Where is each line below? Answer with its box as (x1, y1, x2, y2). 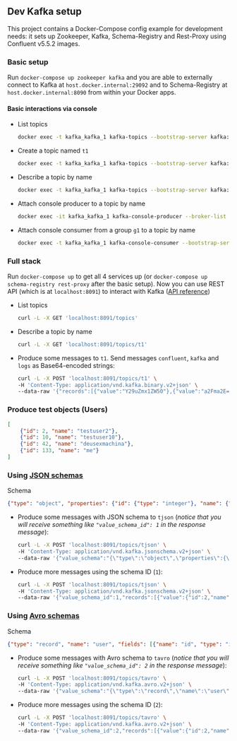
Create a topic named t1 (17, 146, 89, 155)
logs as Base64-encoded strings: (17, 361, 115, 369)
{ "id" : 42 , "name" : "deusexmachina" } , (20, 441, 134, 448)
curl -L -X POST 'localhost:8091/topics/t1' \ (17, 374, 157, 382)
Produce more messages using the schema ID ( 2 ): (17, 701, 163, 709)
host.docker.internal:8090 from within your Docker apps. (7, 88, 176, 97)
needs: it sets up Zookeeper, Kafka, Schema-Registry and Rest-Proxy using (7, 32, 227, 40)
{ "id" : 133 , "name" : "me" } (20, 447, 99, 454)
